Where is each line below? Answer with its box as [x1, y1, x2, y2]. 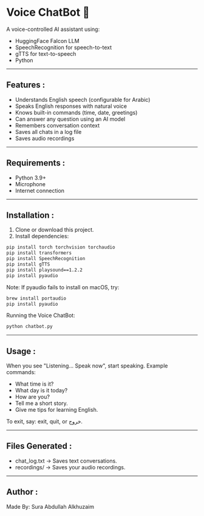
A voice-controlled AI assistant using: [6, 25, 100, 33]
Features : [6, 80, 46, 90]
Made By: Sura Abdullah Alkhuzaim [6, 503, 94, 510]
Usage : [6, 346, 36, 357]
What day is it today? [15, 387, 68, 394]
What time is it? [15, 380, 54, 387]
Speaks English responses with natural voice [15, 102, 127, 110]
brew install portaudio [6, 295, 67, 301]
